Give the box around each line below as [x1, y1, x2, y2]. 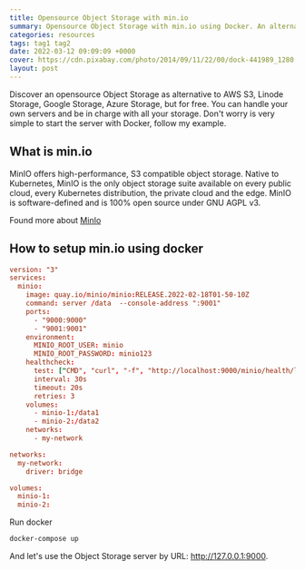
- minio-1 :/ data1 [33, 408, 100, 418]
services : [9, 273, 47, 282]
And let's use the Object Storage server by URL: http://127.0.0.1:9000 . [9, 551, 269, 561]
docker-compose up [9, 535, 79, 544]
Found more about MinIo [9, 214, 102, 225]
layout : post [9, 64, 59, 74]
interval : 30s [33, 374, 88, 384]
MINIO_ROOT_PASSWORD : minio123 [33, 349, 152, 359]
